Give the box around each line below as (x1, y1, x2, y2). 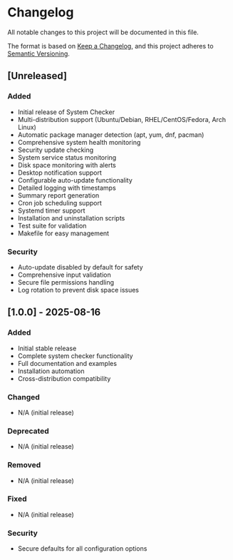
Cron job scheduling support (17, 198, 102, 207)
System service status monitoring (17, 153, 117, 161)
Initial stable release (17, 344, 77, 352)
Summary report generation (17, 190, 100, 200)
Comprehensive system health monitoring (17, 138, 141, 146)
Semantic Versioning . (7, 49, 70, 58)
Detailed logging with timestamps (17, 183, 116, 192)
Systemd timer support (17, 206, 86, 215)
